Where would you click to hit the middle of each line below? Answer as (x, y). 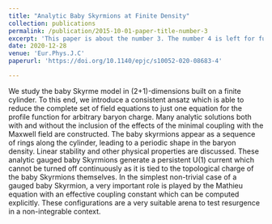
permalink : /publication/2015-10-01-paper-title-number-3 (108, 31)
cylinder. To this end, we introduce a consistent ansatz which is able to (126, 99)
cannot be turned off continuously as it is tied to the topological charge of (131, 168)
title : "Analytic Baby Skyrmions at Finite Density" (99, 16)
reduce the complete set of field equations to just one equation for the (125, 108)
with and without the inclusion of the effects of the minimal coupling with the (136, 125)
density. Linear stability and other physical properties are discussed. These (134, 151)
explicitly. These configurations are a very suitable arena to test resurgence (134, 202)
